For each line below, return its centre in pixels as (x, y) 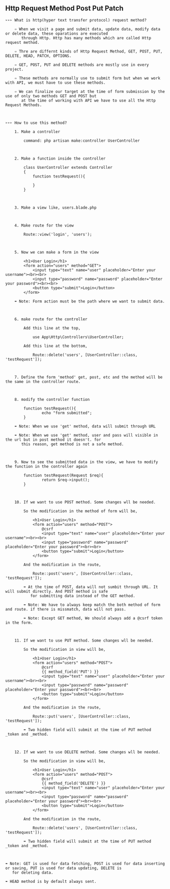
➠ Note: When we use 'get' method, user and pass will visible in (86, 435)
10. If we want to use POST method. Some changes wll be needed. (85, 502)
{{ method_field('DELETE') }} (74, 783)
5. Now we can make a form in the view (57, 252)
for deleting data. (33, 872)
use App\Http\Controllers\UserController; (78, 337)
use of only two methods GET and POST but (51, 96)
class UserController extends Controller (68, 167)
